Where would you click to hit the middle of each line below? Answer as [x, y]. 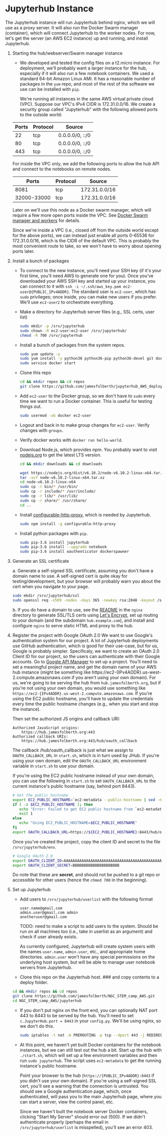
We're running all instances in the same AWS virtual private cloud [86, 99]
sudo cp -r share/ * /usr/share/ [53, 500]
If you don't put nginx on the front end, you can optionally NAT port [88, 1010]
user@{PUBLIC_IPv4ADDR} [44, 292]
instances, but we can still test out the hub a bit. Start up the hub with [91, 1050]
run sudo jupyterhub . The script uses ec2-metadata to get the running [90, 1060]
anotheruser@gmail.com [43, 917]
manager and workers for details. [46, 220]
